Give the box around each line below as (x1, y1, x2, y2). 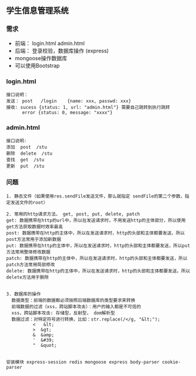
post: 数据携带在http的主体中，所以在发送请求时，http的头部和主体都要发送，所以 (6, 230, 185, 236)
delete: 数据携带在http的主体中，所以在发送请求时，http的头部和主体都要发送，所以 (6, 268, 191, 274)
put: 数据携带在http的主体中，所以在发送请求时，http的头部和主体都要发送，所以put (6, 243, 191, 249)
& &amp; (32, 332, 55, 338)
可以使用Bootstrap (14, 62, 60, 69)
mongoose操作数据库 (14, 54, 67, 61)
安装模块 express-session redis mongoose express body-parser (6, 359, 160, 365)
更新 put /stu (6, 163, 45, 170)
